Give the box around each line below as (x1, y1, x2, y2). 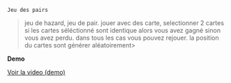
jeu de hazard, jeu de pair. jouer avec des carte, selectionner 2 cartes (24, 19, 225, 27)
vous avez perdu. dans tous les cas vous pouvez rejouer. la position (24, 33, 219, 42)
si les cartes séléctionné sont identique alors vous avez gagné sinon (24, 27, 221, 34)
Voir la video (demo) (7, 68, 66, 76)
